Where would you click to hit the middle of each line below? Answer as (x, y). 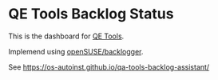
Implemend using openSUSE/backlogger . (76, 51)
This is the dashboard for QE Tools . (66, 36)
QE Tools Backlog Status (91, 14)
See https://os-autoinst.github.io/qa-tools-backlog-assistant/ (109, 67)
